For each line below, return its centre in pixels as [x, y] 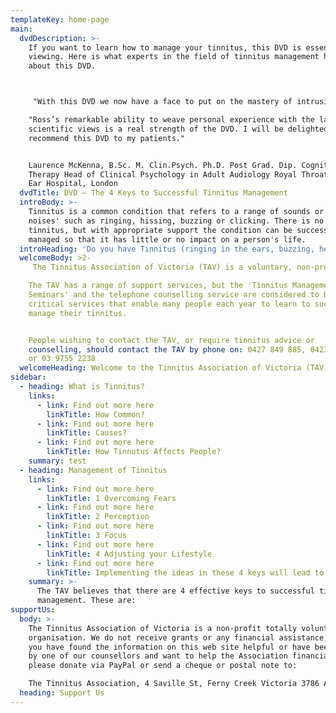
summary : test [57, 461]
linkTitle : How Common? [95, 414]
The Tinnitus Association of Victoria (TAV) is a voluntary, [162, 267]
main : [21, 29]
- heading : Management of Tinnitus [93, 470]
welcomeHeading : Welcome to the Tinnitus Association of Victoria [160, 368]
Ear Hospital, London [73, 184]
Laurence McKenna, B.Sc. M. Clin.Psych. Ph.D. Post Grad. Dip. [163, 165]
